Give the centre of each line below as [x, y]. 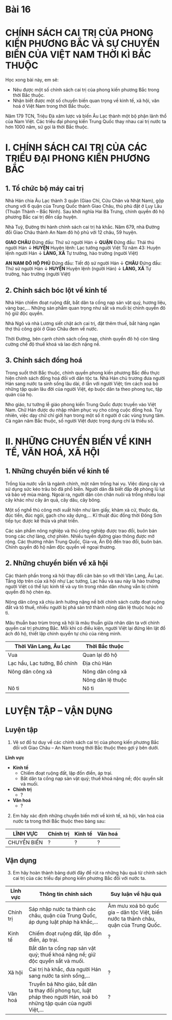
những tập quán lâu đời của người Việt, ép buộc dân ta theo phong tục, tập [84, 389]
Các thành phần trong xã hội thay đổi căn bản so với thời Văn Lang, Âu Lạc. [84, 575]
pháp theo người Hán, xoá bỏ [63, 997]
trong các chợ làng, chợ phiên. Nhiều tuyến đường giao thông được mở [80, 536]
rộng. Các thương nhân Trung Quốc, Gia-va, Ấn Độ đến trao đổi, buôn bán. [84, 542]
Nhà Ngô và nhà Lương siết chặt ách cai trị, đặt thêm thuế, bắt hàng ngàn [83, 323]
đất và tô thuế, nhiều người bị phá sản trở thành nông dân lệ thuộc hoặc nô [84, 607]
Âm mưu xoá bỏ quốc [134, 906]
